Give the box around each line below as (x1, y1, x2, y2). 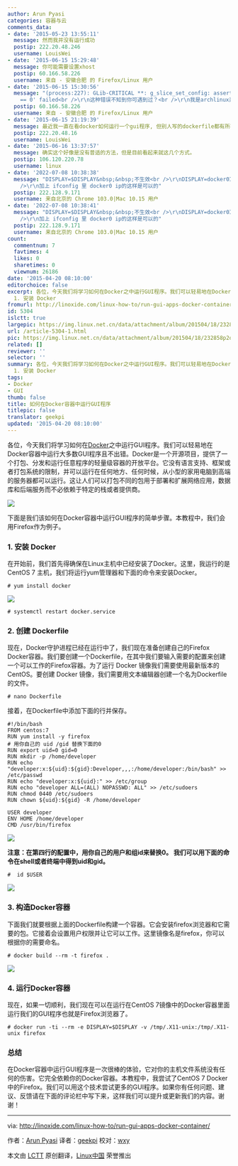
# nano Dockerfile (7, 693, 62, 700)
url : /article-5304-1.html (7, 328, 87, 335)
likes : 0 (13, 255, 40, 262)
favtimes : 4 (13, 248, 50, 256)
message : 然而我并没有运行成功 (13, 37, 96, 44)
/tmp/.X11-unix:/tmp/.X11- (149, 1024, 230, 1031)
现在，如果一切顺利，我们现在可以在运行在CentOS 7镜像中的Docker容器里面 (7, 1000, 230, 1010)
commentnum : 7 (13, 242, 55, 249)
